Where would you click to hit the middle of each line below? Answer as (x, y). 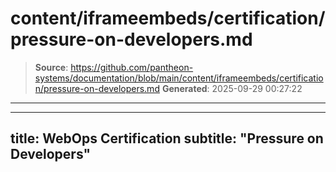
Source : (51, 67)
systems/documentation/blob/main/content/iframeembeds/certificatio (179, 78)
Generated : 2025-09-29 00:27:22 (232, 88)
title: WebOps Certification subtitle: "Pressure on (167, 138)
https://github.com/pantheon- (132, 67)
